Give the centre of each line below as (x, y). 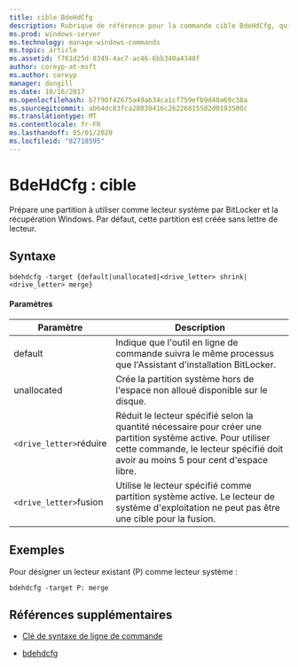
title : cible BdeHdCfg (51, 17)
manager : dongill (41, 83)
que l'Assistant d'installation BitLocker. (196, 365)
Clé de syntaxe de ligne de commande (92, 636)
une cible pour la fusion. (165, 518)
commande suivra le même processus (195, 353)
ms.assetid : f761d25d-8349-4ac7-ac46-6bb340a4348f (105, 59)
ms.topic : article (43, 51)
